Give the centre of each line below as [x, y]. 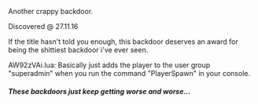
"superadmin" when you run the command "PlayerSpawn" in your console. [129, 73]
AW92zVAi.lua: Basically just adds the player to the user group [109, 65]
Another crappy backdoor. [51, 11]
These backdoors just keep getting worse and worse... [100, 91]
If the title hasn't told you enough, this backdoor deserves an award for [123, 41]
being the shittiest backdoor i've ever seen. [78, 50]
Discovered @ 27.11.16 [43, 26]
